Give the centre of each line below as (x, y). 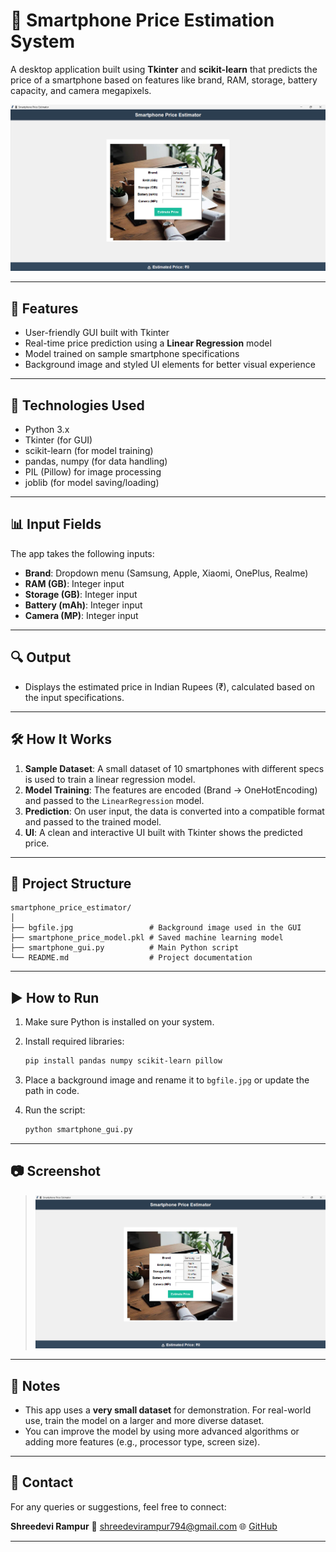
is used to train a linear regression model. (110, 779)
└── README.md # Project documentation (131, 958)
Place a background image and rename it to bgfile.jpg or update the (167, 1080)
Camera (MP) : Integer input (81, 615)
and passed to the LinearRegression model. (114, 800)
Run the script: (55, 1110)
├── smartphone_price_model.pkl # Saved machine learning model (147, 938)
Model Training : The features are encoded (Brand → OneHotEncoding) (171, 790)
